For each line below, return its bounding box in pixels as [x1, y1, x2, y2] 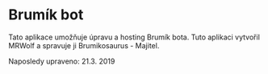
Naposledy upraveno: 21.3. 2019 [8, 56, 115, 66]
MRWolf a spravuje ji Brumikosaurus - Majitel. [8, 40, 160, 50]
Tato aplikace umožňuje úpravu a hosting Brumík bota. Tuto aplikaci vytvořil [8, 32, 261, 42]
